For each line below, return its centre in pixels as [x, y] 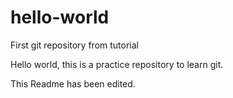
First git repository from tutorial [74, 45]
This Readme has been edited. [73, 83]
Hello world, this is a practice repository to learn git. [117, 64]
